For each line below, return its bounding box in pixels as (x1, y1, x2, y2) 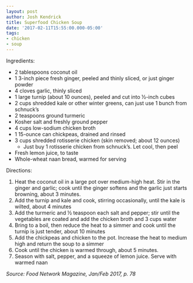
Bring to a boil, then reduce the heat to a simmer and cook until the (14, 222, 176, 229)
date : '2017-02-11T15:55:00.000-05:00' (6, 25, 104, 31)
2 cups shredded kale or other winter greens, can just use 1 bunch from (14, 99, 187, 106)
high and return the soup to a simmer (14, 240, 104, 247)
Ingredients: (6, 57, 35, 64)
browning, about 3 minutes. (14, 191, 81, 198)
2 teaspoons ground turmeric (14, 112, 85, 119)
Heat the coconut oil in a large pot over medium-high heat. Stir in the (14, 178, 180, 185)
